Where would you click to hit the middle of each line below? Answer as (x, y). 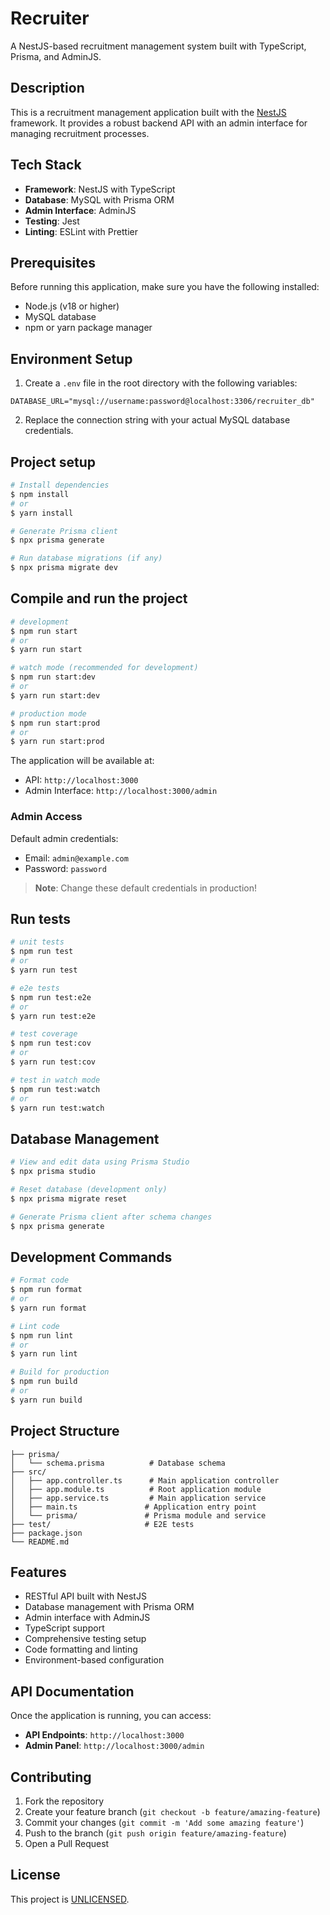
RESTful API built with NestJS (85, 1596)
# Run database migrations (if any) (86, 558)
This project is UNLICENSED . (70, 1899)
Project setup (53, 462)
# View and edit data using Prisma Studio (100, 1162)
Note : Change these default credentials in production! (146, 888)
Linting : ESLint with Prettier (81, 231)
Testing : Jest (52, 221)
